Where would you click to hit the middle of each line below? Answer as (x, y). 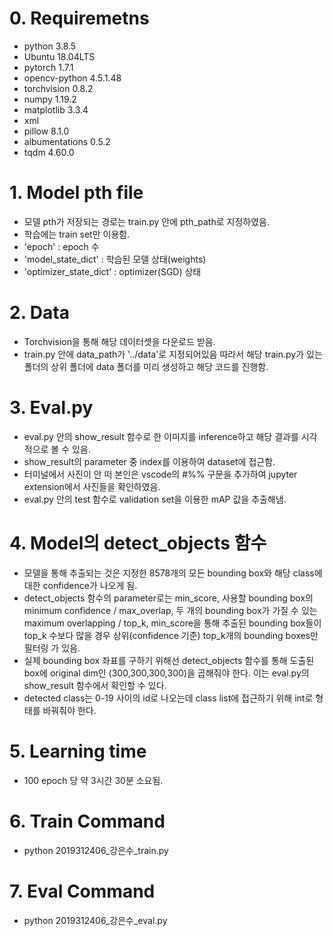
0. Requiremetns (79, 18)
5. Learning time (78, 751)
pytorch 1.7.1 (48, 67)
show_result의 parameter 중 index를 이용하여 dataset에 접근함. (149, 461)
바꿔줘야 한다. (69, 710)
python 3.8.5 (50, 46)
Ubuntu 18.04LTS (59, 56)
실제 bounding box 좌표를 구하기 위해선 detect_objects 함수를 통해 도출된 (169, 660)
